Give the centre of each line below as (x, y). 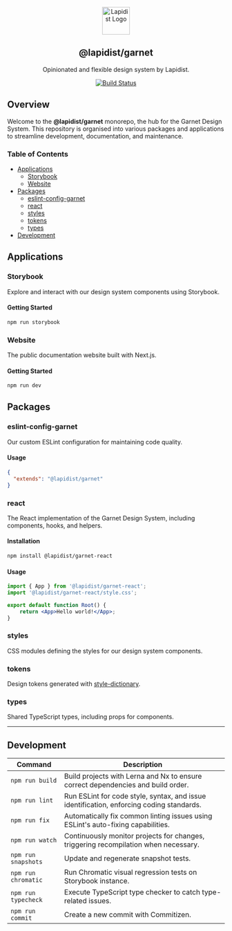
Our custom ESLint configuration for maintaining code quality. (95, 442)
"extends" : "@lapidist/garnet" (58, 479)
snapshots (27, 862)
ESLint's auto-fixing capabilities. (117, 825)
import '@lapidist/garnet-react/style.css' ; (72, 593)
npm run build (34, 781)
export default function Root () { (57, 605)
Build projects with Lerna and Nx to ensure (133, 777)
